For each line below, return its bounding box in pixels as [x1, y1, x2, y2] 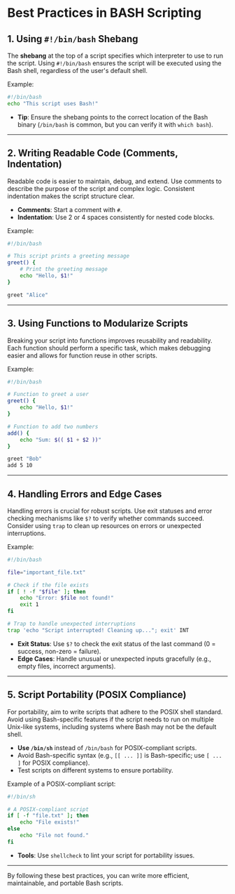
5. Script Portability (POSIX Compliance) [7, 689, 187, 701]
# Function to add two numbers [7, 423, 99, 430]
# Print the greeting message [20, 265, 108, 273]
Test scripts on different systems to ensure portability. [17, 765, 173, 774]
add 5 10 [7, 462, 33, 469]
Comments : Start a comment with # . [17, 205, 122, 213]
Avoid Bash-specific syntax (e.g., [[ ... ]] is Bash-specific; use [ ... [17, 751, 222, 759]
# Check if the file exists [7, 581, 90, 589]
